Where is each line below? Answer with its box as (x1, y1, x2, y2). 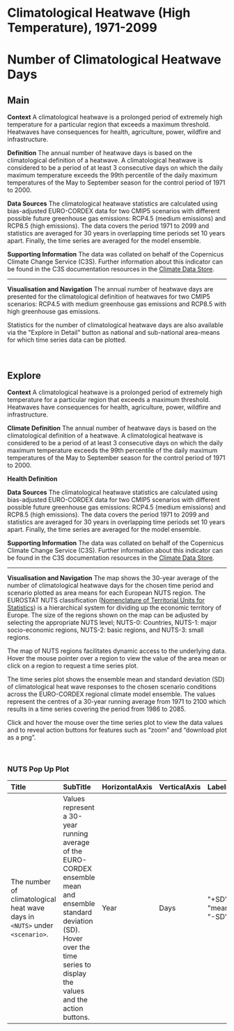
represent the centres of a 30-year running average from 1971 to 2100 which (7, 698, 226, 705)
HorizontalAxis (102, 782, 153, 792)
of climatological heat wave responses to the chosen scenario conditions (7, 683, 217, 691)
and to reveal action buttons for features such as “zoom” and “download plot (7, 726, 227, 734)
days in (10, 912, 35, 922)
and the (62, 995, 88, 1004)
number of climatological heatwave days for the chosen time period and (7, 582, 214, 589)
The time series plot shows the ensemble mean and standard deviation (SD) (7, 675, 225, 683)
